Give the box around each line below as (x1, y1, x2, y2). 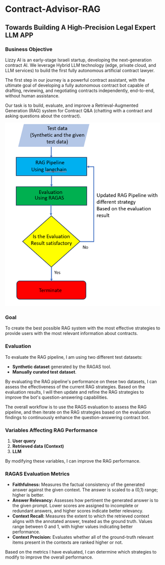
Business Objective (5, 46, 53, 52)
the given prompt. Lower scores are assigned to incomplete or (12, 503, 139, 509)
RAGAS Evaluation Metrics (5, 470, 70, 477)
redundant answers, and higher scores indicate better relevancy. (12, 508, 144, 514)
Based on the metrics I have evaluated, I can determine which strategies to (5, 549, 157, 555)
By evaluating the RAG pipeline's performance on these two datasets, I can (5, 378, 157, 384)
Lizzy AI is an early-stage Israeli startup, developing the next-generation (5, 57, 152, 63)
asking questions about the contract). (5, 113, 81, 119)
